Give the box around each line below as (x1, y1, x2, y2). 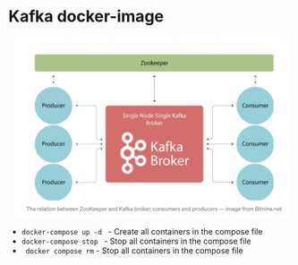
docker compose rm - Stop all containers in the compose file (25, 245, 243, 256)
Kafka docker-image (8, 6, 165, 27)
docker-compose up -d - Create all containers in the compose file (21, 227, 263, 237)
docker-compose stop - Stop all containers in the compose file (21, 235, 251, 247)
